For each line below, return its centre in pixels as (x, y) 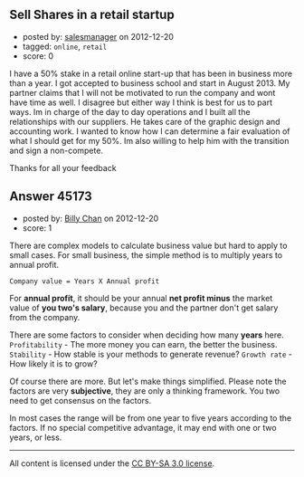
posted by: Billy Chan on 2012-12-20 (90, 218)
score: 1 (37, 228)
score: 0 (38, 56)
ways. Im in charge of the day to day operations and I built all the (130, 111)
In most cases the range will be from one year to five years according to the (151, 418)
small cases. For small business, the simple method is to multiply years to (146, 255)
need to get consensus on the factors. (81, 400)
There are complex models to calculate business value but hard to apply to (148, 245)
